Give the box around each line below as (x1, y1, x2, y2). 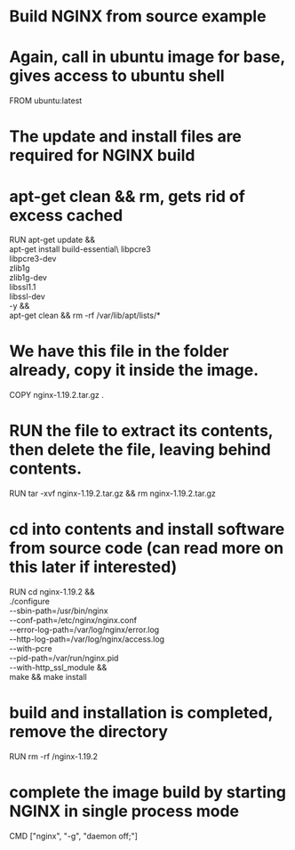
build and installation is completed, (9, 703, 274, 723)
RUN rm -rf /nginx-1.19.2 (9, 751, 99, 762)
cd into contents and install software (9, 519, 285, 539)
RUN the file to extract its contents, (9, 421, 274, 441)
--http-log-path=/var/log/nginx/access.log (9, 634, 165, 644)
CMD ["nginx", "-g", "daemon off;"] (9, 830, 138, 841)
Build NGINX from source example (9, 6, 267, 27)
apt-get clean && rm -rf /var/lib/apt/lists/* (9, 310, 161, 321)
